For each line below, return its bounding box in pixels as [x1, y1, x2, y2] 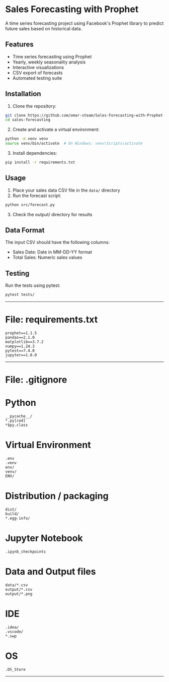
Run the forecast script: [12, 193, 61, 199]
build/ [5, 512, 19, 517]
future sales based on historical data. [5, 25, 82, 31]
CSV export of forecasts [12, 70, 63, 76]
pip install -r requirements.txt [5, 160, 75, 165]
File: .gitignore [5, 374, 67, 386]
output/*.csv [5, 587, 33, 592]
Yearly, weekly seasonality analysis [12, 59, 86, 65]
